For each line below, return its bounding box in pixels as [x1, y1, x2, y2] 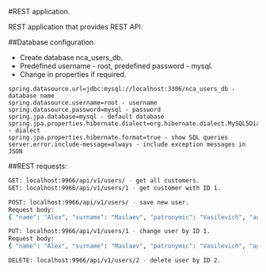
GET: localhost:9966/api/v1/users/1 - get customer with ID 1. [8, 184, 222, 192]
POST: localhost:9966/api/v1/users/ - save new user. [8, 198, 190, 206]
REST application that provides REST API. [8, 22, 143, 31]
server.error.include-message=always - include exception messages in [8, 140, 246, 148]
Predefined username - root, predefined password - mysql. [19, 61, 213, 71]
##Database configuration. [8, 37, 97, 47]
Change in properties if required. [19, 70, 127, 79]
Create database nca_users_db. [19, 53, 123, 62]
